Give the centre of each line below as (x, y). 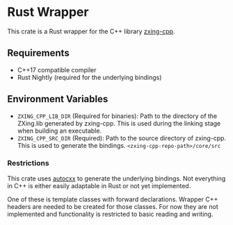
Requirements (38, 53)
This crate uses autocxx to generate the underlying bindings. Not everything (116, 178)
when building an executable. (59, 131)
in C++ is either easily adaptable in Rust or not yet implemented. (99, 185)
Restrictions (29, 163)
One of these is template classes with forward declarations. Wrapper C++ (113, 199)
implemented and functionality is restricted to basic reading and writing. (110, 214)
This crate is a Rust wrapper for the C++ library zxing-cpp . (91, 31)
